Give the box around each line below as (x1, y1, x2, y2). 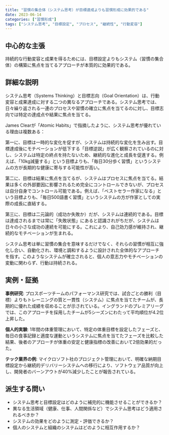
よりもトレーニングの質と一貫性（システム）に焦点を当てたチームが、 (14, 296, 159, 303)
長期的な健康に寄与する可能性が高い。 (22, 165, 102, 171)
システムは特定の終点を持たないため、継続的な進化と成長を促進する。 (14, 152, 159, 158)
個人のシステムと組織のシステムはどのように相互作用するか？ (12, 424, 140, 430)
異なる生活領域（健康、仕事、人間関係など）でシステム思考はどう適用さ (12, 405, 162, 411)
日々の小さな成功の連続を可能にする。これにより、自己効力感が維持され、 (5, 224, 159, 230)
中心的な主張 (5, 41, 45, 50)
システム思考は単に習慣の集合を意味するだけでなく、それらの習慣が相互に (5, 241, 159, 247)
